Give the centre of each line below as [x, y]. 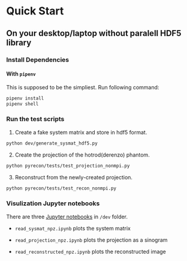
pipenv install [25, 98]
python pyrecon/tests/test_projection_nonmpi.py [68, 166]
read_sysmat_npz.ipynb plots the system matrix [73, 228]
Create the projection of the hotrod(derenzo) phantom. [82, 155]
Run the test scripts [35, 119]
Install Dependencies [38, 59]
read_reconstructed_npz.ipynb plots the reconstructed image [91, 251]
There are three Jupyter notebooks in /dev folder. [67, 217]
